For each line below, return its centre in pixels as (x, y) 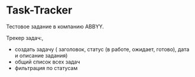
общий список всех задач (47, 62)
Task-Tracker (39, 10)
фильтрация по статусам (46, 68)
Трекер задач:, (25, 38)
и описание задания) (41, 55)
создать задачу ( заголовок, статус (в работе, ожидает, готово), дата (102, 49)
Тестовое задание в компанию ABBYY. (55, 26)
